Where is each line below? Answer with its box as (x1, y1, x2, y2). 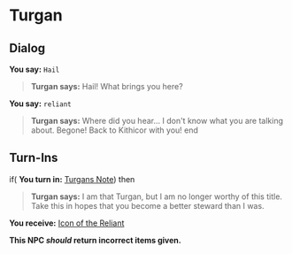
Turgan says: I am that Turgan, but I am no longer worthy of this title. (30, 191, 283, 202)
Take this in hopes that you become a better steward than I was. (30, 200, 265, 211)
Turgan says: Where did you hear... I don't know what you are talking (30, 116, 284, 126)
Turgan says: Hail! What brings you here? (30, 81, 183, 91)
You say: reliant (9, 98, 73, 109)
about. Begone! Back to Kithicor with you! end (30, 125, 199, 135)
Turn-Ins (9, 150, 58, 165)
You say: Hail (9, 64, 60, 74)
